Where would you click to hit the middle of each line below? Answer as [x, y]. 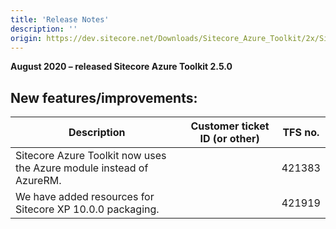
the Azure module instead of [82, 168]
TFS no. [301, 133]
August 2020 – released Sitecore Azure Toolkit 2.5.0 [121, 67]
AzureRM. [38, 181]
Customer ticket [230, 126]
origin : [26, 38]
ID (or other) [229, 139]
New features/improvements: [104, 97]
